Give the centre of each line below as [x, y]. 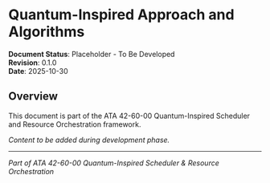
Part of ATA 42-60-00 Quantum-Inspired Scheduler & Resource [114, 163]
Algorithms [47, 32]
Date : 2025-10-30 [38, 71]
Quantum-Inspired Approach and [121, 15]
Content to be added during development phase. [89, 140]
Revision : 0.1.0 [33, 63]
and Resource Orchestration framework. [75, 124]
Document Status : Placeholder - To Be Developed [92, 54]
